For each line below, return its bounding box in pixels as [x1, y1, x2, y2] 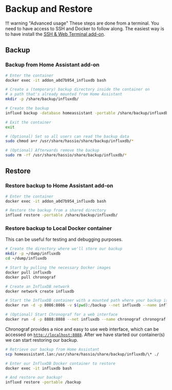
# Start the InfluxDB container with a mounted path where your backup [5, 298, 161, 303]
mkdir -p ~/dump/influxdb [5, 251, 60, 257]
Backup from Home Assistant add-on [5, 61, 100, 68]
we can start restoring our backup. [5, 337, 78, 343]
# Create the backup [5, 106, 50, 111]
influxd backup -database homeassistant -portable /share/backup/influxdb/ [5, 110, 170, 115]
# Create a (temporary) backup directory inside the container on [5, 87, 150, 92]
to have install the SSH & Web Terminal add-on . [5, 31, 105, 37]
